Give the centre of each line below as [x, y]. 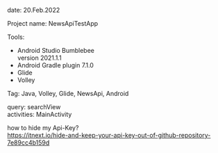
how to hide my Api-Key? [43, 128]
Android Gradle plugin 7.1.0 [55, 65]
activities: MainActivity [40, 114]
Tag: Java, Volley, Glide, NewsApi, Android [68, 94]
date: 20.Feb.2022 [34, 10]
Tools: [16, 37]
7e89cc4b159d [28, 143]
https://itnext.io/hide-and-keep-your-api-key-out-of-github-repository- [109, 135]
